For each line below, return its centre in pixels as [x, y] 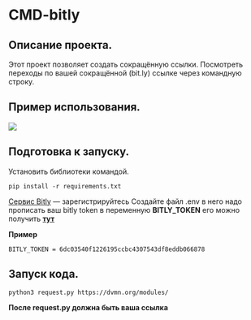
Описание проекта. [60, 45]
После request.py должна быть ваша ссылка [89, 308]
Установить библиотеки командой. [69, 171]
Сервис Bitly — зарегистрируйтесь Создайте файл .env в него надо [125, 201]
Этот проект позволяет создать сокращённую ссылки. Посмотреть [126, 64]
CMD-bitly [44, 15]
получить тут [32, 218]
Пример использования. [74, 107]
